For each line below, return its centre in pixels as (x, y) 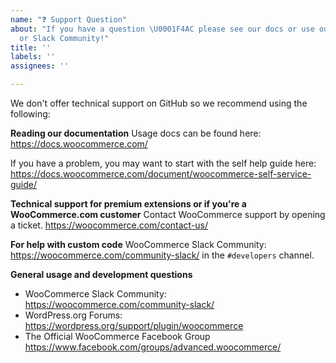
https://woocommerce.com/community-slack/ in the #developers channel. (162, 255)
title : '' (31, 47)
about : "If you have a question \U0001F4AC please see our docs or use (162, 29)
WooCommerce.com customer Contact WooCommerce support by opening (168, 214)
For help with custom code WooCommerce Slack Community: (138, 244)
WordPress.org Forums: (73, 315)
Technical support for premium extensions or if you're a (128, 204)
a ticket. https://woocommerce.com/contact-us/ (109, 225)
